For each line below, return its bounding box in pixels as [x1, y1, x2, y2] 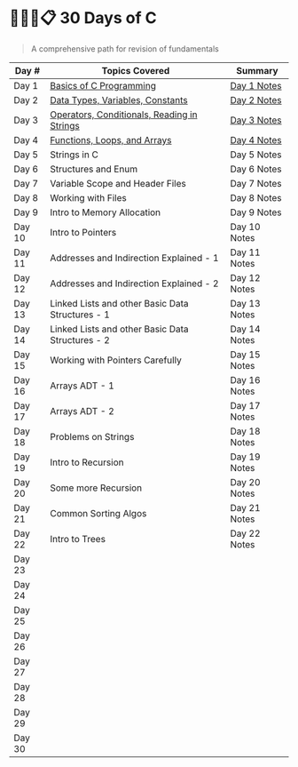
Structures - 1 [50, 308, 111, 321]
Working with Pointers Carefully [50, 354, 182, 366]
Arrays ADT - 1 [50, 380, 115, 392]
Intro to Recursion [50, 456, 124, 468]
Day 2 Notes [230, 93, 282, 106]
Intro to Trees [50, 532, 106, 545]
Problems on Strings [50, 430, 135, 443]
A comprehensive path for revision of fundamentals [30, 43, 219, 54]
